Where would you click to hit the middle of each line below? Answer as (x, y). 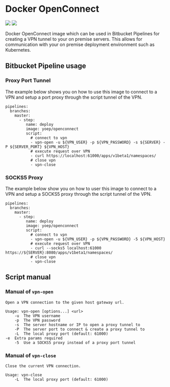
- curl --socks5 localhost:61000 (66, 248)
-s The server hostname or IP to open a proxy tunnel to (77, 325)
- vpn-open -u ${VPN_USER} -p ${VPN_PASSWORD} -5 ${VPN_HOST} (98, 239)
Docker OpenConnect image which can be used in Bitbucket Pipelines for (82, 33)
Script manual (28, 277)
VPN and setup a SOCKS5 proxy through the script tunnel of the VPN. (79, 194)
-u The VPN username (37, 316)
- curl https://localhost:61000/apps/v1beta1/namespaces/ (93, 156)
